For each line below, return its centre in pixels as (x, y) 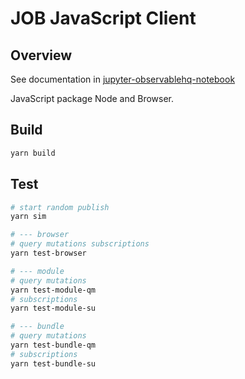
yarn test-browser (48, 253)
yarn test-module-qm (53, 290)
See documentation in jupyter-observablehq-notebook (123, 79)
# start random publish (60, 207)
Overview (41, 55)
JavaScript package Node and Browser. (92, 98)
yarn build (33, 153)
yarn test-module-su (53, 308)
